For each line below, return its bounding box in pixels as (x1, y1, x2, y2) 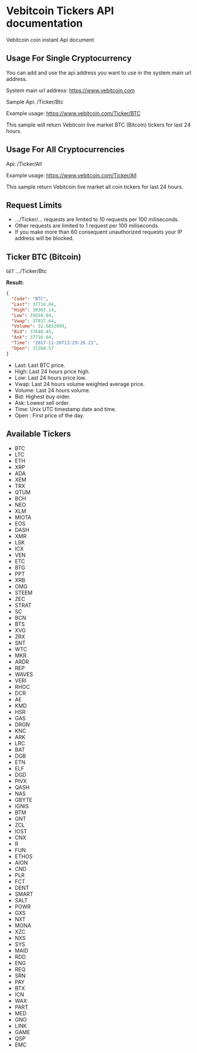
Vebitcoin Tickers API (6, 4, 114, 18)
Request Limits (6, 200, 63, 210)
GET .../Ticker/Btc (6, 268, 47, 275)
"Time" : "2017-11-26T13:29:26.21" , (11, 340, 99, 346)
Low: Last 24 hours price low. (14, 374, 87, 381)
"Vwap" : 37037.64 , (11, 318, 57, 324)
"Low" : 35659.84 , (11, 312, 54, 318)
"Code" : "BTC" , (11, 296, 49, 302)
